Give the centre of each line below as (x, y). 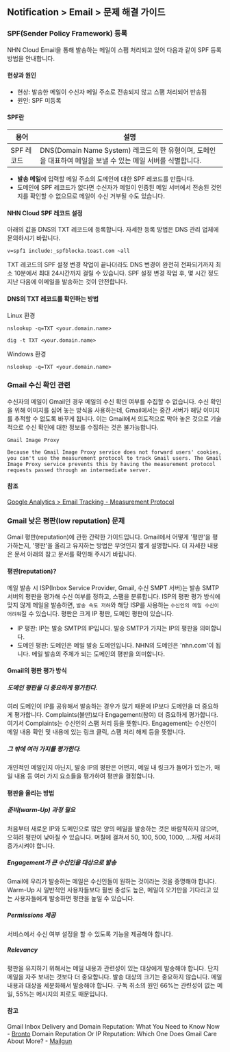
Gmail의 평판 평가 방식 (37, 671)
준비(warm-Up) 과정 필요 (41, 810)
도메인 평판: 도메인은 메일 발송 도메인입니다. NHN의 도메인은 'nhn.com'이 (115, 645)
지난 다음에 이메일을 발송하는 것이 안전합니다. (67, 282)
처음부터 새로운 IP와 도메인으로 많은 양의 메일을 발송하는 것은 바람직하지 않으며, (113, 829)
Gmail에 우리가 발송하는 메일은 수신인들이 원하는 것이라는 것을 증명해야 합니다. (112, 881)
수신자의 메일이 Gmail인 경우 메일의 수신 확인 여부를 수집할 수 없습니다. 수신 (108, 401)
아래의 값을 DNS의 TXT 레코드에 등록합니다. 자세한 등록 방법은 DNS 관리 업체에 (113, 230)
